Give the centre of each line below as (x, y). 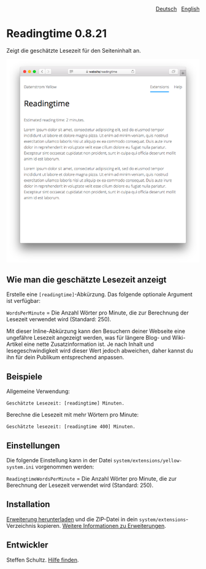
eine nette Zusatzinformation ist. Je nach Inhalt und (89, 344)
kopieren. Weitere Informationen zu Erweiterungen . (102, 525)
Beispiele (25, 376)
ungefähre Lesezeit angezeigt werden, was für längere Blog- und (89, 338)
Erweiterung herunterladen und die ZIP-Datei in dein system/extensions (96, 519)
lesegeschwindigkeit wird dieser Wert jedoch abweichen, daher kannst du (100, 351)
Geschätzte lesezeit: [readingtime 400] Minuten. (71, 427)
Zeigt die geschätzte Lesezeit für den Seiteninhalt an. (74, 50)
